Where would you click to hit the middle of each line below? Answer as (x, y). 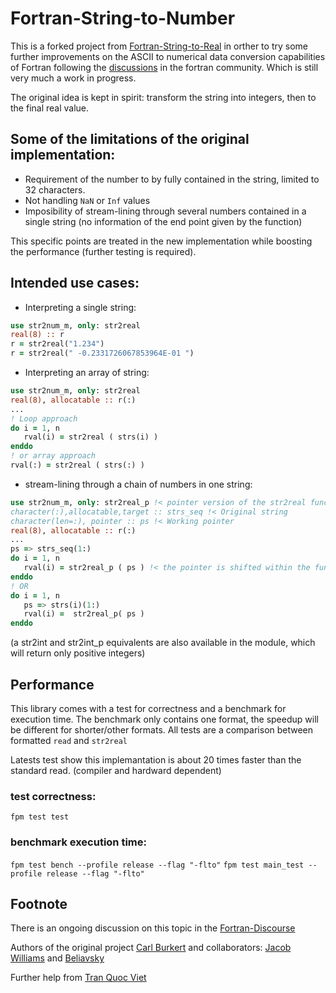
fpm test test (40, 817)
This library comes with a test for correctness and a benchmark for (148, 708)
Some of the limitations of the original (130, 139)
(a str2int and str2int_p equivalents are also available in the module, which (163, 643)
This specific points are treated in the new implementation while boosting (161, 241)
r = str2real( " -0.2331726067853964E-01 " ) (102, 353)
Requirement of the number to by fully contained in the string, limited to (172, 179)
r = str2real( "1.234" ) (57, 344)
